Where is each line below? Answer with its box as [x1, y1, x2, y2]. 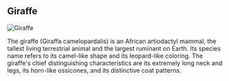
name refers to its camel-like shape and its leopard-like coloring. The [7, 51, 203, 60]
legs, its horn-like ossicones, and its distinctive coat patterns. [7, 66, 181, 74]
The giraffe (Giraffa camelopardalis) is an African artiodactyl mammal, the [7, 37, 217, 45]
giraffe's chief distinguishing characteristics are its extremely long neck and [7, 58, 223, 67]
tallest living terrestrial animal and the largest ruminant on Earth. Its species [7, 44, 221, 52]
